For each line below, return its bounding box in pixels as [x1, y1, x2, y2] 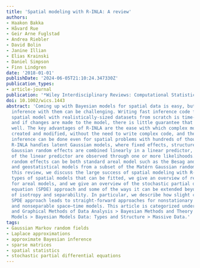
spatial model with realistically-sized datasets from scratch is [11, 114, 180, 120]
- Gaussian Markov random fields [6, 225, 89, 231]
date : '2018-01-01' [6, 70, 55, 76]
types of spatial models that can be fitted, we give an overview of [11, 175, 187, 181]
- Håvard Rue [6, 25, 39, 32]
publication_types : [6, 81, 55, 87]
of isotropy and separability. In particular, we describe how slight [11, 192, 190, 198]
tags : [6, 220, 20, 226]
